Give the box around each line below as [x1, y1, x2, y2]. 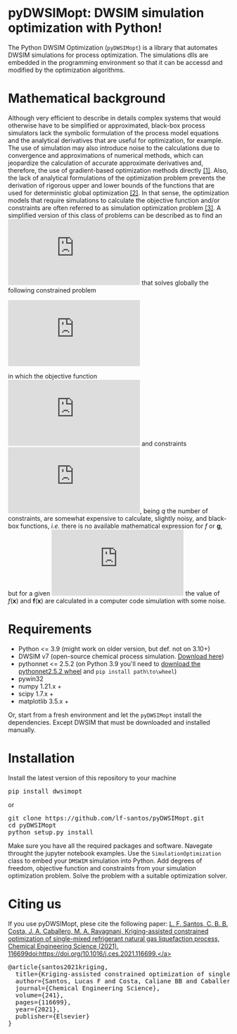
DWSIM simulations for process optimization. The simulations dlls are [8, 51, 209, 59]
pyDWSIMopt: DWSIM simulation [8, 5, 205, 21]
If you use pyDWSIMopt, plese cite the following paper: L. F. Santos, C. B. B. [8, 919, 229, 928]
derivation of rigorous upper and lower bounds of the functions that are [8, 181, 215, 190]
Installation [8, 751, 75, 766]
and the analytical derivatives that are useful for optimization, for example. [8, 136, 224, 144]
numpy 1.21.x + [18, 682, 62, 690]
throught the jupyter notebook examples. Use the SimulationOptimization [8, 849, 222, 857]
